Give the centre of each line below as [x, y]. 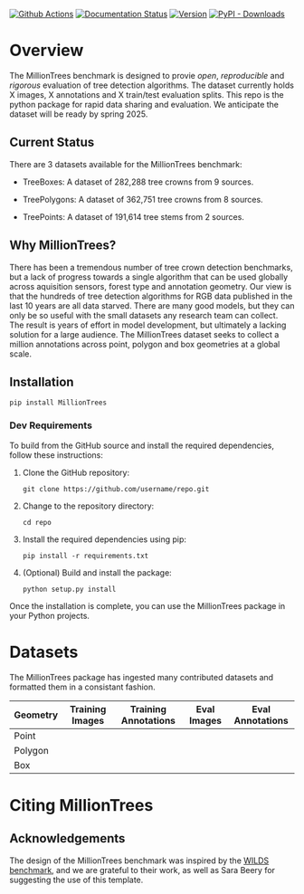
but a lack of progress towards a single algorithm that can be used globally [149, 277]
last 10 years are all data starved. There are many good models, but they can [152, 305]
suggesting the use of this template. [76, 880]
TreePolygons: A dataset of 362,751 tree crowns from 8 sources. [143, 199]
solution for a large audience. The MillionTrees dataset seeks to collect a [144, 334]
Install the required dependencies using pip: [104, 539]
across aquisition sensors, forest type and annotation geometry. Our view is [151, 286]
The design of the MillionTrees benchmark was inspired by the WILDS [139, 861]
